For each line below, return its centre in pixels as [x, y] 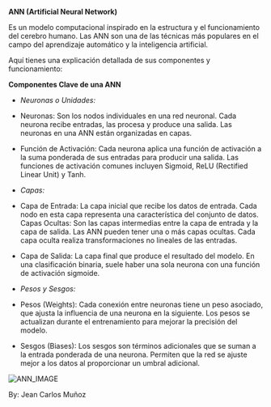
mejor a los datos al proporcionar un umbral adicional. [110, 363]
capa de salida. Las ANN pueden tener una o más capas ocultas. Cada [138, 231]
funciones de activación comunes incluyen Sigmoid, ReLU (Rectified [134, 166]
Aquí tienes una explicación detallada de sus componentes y [109, 60]
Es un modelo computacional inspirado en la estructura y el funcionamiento [134, 27]
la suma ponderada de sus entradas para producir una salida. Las [129, 157]
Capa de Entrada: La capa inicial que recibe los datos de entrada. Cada [138, 206]
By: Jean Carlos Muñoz [47, 394]
